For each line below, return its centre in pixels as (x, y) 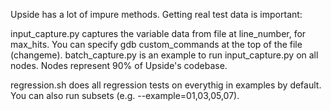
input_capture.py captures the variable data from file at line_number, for (158, 33)
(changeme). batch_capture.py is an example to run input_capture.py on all (164, 55)
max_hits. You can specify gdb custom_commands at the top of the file (156, 44)
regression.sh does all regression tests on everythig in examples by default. (166, 85)
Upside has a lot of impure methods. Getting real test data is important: (156, 14)
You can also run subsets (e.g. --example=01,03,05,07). (125, 95)
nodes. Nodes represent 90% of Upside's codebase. (119, 65)
